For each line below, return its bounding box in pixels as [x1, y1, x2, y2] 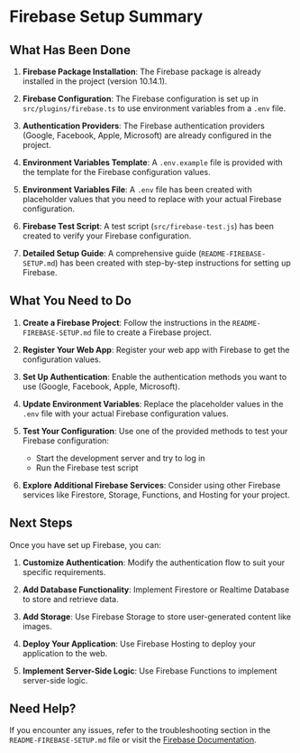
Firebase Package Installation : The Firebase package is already [22, 66, 261, 77]
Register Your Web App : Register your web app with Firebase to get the [22, 344, 290, 355]
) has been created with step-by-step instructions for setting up [55, 257, 291, 268]
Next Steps [9, 516, 73, 531]
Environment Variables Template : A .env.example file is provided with [22, 157, 284, 168]
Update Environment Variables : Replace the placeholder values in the [22, 398, 284, 409]
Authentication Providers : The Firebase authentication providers [22, 120, 266, 131]
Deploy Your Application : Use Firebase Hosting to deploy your [22, 638, 257, 649]
